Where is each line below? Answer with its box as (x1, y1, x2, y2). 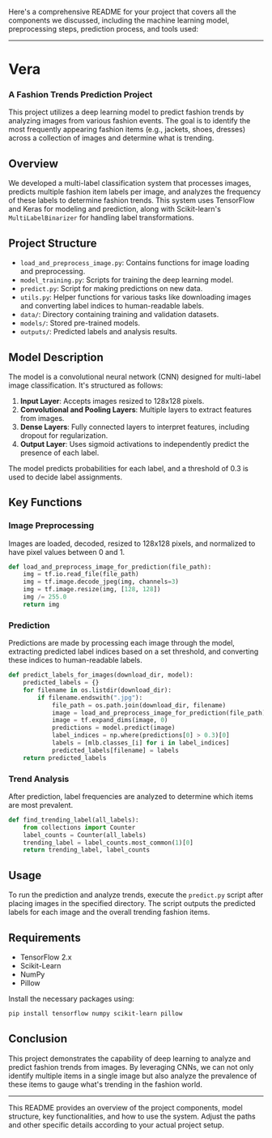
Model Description (8, 350, 104, 364)
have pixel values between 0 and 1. (8, 547, 125, 556)
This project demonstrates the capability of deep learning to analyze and (8, 1054, 251, 1063)
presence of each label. (19, 448, 100, 457)
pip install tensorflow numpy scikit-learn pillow (8, 1009, 183, 1017)
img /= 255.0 (23, 593, 67, 601)
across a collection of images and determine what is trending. (8, 133, 215, 143)
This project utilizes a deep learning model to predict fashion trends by (8, 107, 244, 117)
